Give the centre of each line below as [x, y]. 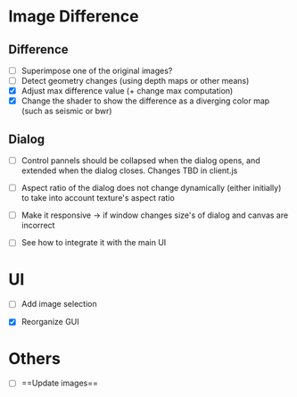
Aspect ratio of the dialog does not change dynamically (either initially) [151, 188]
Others [35, 358]
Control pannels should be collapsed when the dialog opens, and [140, 161]
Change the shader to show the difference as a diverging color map [145, 101]
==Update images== [60, 383]
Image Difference [74, 17]
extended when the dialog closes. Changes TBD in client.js [129, 170]
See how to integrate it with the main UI [94, 243]
